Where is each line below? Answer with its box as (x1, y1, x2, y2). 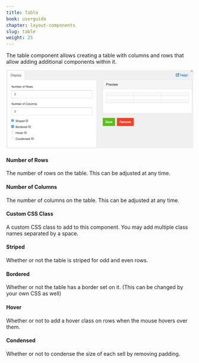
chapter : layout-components (6, 22, 76, 28)
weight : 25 (6, 35, 33, 41)
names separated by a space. (6, 229, 79, 237)
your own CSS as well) (6, 290, 61, 297)
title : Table (6, 10, 39, 15)
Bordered (6, 270, 30, 277)
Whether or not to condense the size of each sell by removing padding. (6, 350, 181, 357)
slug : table (6, 29, 36, 35)
